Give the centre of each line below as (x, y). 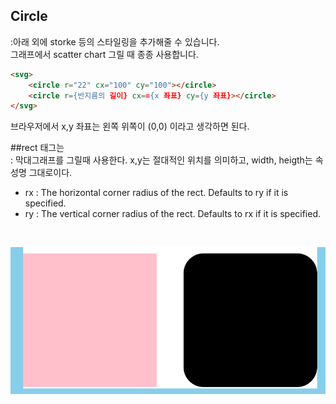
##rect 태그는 (37, 148)
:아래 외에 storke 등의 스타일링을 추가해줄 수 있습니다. (115, 41)
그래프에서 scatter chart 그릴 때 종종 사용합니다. (104, 54)
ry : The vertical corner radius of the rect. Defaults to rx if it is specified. (173, 214)
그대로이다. (50, 173)
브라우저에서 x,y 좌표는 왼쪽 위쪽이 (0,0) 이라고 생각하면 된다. (130, 126)
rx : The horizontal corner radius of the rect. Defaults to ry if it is (156, 193)
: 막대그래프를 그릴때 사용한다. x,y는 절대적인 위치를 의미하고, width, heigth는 (161, 160)
